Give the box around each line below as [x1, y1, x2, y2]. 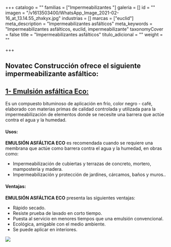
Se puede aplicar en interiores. [12, 226, 78, 232]
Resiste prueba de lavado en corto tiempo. [12, 210, 102, 216]
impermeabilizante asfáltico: [5, 70, 99, 78]
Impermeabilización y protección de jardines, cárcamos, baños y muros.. [12, 171, 166, 178]
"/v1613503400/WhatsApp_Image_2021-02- [26, 10, 119, 16]
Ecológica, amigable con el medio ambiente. [12, 221, 106, 227]
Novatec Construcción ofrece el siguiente [5, 61, 141, 71]
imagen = [5, 10, 26, 16]
